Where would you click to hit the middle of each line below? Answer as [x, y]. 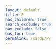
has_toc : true [20, 34]
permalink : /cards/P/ [28, 39]
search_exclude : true [28, 24]
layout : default [22, 10]
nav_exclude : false [26, 29]
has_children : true [26, 19]
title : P [15, 15]
